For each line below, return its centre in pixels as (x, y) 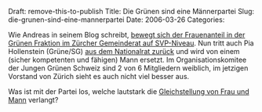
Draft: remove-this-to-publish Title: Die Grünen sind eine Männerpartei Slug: (131, 11)
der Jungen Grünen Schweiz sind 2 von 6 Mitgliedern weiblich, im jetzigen (128, 68)
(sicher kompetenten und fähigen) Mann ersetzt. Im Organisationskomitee (127, 60)
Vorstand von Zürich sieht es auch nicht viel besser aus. (99, 76)
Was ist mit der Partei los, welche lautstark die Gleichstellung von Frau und (129, 92)
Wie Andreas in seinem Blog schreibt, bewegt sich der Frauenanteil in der (127, 35)
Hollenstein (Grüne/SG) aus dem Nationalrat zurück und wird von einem (124, 51)
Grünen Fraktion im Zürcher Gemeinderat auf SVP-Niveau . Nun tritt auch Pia (131, 43)
